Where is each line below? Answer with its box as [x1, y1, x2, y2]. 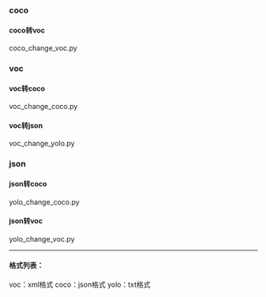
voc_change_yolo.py [9, 139, 75, 148]
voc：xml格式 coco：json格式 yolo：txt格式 [9, 280, 151, 289]
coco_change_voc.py [9, 43, 77, 53]
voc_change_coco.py [9, 102, 78, 111]
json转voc [9, 216, 43, 226]
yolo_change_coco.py [9, 197, 80, 206]
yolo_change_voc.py [9, 234, 75, 243]
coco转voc [9, 25, 46, 35]
